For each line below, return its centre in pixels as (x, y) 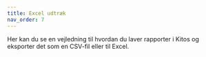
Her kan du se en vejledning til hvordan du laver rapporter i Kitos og (103, 39)
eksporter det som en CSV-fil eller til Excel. (68, 46)
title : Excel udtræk (37, 13)
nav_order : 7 (26, 20)
